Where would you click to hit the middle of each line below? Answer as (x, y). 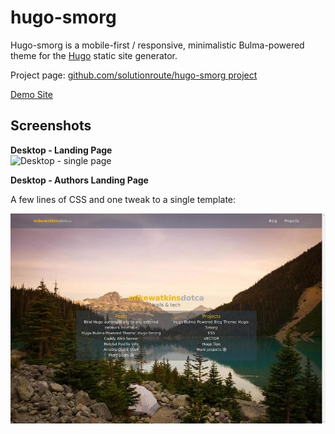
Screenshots (51, 126)
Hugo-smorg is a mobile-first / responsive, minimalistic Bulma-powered (157, 45)
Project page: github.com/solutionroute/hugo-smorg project (134, 75)
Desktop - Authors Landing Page (79, 180)
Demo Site (31, 94)
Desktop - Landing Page (61, 150)
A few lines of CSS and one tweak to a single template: (123, 199)
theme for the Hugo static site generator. (94, 55)
